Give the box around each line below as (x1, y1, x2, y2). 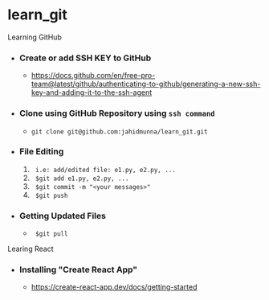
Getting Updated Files (18, 210, 106, 221)
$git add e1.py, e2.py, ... (35, 175, 129, 183)
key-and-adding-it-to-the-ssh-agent (31, 88, 153, 97)
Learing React (7, 244, 54, 254)
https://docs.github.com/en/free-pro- (31, 71, 156, 80)
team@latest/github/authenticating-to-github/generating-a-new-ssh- (31, 79, 261, 89)
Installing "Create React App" (18, 264, 138, 275)
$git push (35, 191, 68, 199)
